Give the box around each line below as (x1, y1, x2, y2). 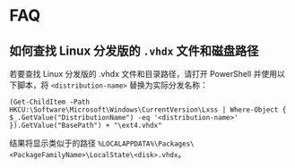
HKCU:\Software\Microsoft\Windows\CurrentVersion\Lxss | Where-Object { (9, 105, 287, 114)
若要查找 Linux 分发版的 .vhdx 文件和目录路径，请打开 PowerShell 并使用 (9, 69, 278, 79)
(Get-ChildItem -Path (9, 97, 91, 106)
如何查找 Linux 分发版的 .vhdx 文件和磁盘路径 (9, 43, 259, 58)
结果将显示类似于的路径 (9, 138, 96, 148)
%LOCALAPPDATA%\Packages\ (97, 139, 195, 148)
